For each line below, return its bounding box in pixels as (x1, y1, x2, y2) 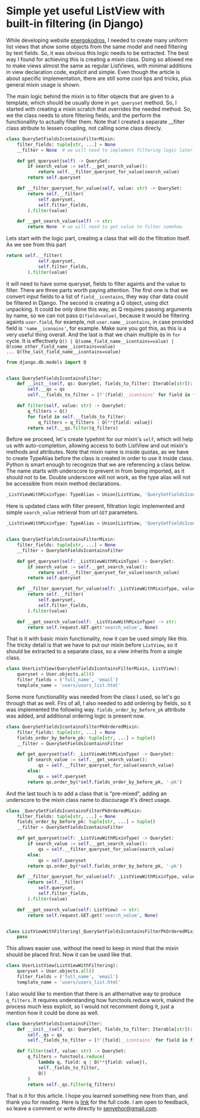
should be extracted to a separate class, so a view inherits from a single (6, 648, 183, 655)
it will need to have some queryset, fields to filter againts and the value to (6, 280, 186, 287)
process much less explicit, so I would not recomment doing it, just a (6, 1003, 174, 1010)
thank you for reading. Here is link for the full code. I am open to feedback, (6, 1098, 189, 1106)
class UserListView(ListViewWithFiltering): (6, 963, 118, 969)
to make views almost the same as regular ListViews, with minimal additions (6, 62, 192, 69)
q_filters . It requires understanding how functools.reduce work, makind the (6, 996, 194, 1003)
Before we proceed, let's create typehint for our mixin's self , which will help (6, 436, 193, 443)
